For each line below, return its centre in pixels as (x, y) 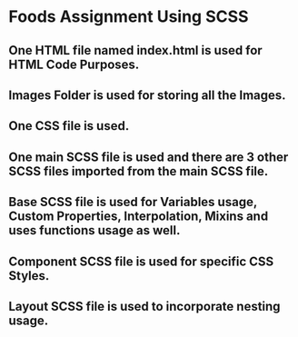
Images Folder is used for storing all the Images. (148, 95)
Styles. (29, 276)
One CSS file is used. (69, 126)
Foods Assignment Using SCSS (129, 17)
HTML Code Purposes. (74, 64)
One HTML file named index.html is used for (135, 50)
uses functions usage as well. (94, 230)
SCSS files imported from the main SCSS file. (139, 171)
